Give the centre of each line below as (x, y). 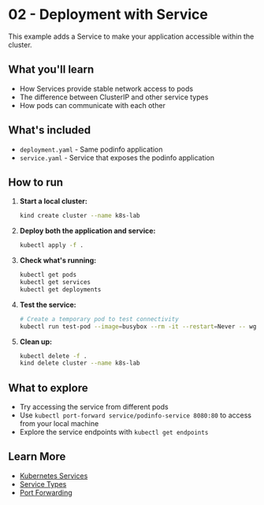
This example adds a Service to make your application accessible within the (131, 36)
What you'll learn (51, 70)
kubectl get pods (48, 275)
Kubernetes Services (54, 476)
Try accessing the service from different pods (94, 407)
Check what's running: (58, 260)
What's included (50, 131)
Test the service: (48, 305)
